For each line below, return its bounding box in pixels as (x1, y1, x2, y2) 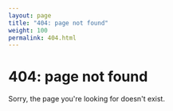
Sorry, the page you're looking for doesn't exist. (8, 94, 166, 104)
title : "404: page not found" (8, 19, 109, 27)
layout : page (8, 11, 52, 20)
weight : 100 (8, 26, 48, 34)
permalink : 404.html (8, 33, 77, 42)
